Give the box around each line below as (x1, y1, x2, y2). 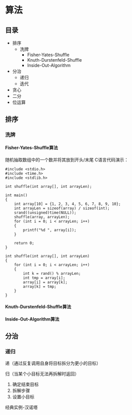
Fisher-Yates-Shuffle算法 (5, 145, 58, 151)
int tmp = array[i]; (23, 275, 66, 280)
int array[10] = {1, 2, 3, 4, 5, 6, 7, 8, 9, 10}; (14, 201, 121, 206)
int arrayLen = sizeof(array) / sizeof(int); (14, 206, 110, 211)
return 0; (14, 241, 35, 246)
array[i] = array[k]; (23, 279, 68, 285)
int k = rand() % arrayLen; (23, 271, 81, 276)
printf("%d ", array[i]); (23, 227, 77, 233)
